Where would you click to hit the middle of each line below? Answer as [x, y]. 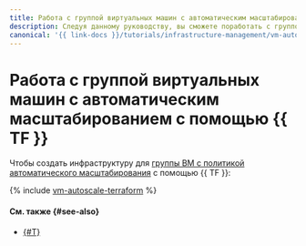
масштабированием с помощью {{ [149, 118]
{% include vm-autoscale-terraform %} [83, 190]
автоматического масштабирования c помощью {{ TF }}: [120, 173]
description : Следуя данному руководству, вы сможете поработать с [140, 26]
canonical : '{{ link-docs [58, 35]
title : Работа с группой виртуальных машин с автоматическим [128, 18]
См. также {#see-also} [55, 211]
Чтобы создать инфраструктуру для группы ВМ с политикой [127, 163]
